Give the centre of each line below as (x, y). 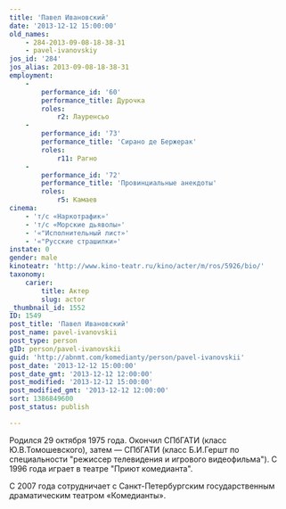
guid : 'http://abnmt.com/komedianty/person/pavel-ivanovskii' (127, 357)
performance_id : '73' (82, 134)
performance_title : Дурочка (93, 100)
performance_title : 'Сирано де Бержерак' (119, 142)
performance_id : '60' (82, 92)
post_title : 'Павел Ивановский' (69, 324)
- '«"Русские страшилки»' (74, 242)
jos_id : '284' (36, 59)
